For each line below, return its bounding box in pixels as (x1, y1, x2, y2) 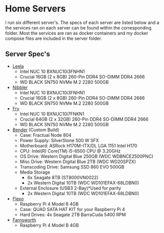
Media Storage (19, 169, 50, 175)
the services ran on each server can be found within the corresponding (5, 24, 152, 30)
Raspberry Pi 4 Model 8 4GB (19, 201, 79, 207)
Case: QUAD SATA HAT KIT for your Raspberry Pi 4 (19, 206, 126, 212)
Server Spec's (5, 50, 50, 58)
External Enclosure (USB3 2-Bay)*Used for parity (19, 185, 121, 191)
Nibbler (12, 84, 28, 90)
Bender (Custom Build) (12, 127, 60, 133)
